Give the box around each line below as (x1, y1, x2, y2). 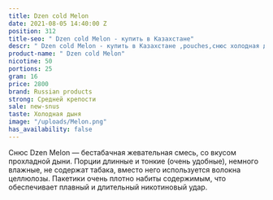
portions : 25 (8, 65, 53, 73)
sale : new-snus (8, 102, 60, 111)
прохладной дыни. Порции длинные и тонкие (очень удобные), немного (8, 156, 258, 166)
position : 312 (8, 27, 57, 35)
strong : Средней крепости (8, 95, 96, 103)
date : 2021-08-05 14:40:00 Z (8, 20, 107, 28)
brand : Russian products (8, 87, 93, 96)
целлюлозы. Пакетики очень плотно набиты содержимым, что (8, 173, 226, 183)
